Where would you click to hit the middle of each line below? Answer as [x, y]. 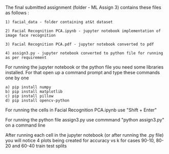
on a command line [26, 125]
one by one [17, 78]
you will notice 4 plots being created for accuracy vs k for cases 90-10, [80, 140]
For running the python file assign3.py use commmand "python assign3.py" [85, 120]
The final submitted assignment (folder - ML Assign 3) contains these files [83, 7]
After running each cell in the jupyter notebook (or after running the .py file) [84, 135]
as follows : [17, 13]
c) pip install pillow [29, 96]
